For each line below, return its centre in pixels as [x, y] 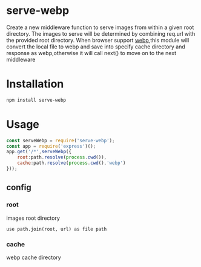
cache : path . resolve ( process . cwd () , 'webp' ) [71, 163]
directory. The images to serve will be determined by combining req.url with [101, 33]
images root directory [33, 218]
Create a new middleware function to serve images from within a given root [100, 27]
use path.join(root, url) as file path [57, 229]
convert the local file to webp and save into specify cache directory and [96, 47]
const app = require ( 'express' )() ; [51, 146]
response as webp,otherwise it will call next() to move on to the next [91, 53]
